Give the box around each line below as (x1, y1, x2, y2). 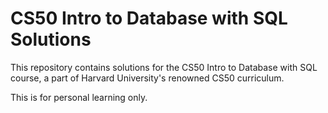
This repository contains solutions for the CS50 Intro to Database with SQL (10, 61, 318, 73)
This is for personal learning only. (10, 91, 148, 103)
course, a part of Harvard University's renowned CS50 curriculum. (10, 72, 285, 84)
